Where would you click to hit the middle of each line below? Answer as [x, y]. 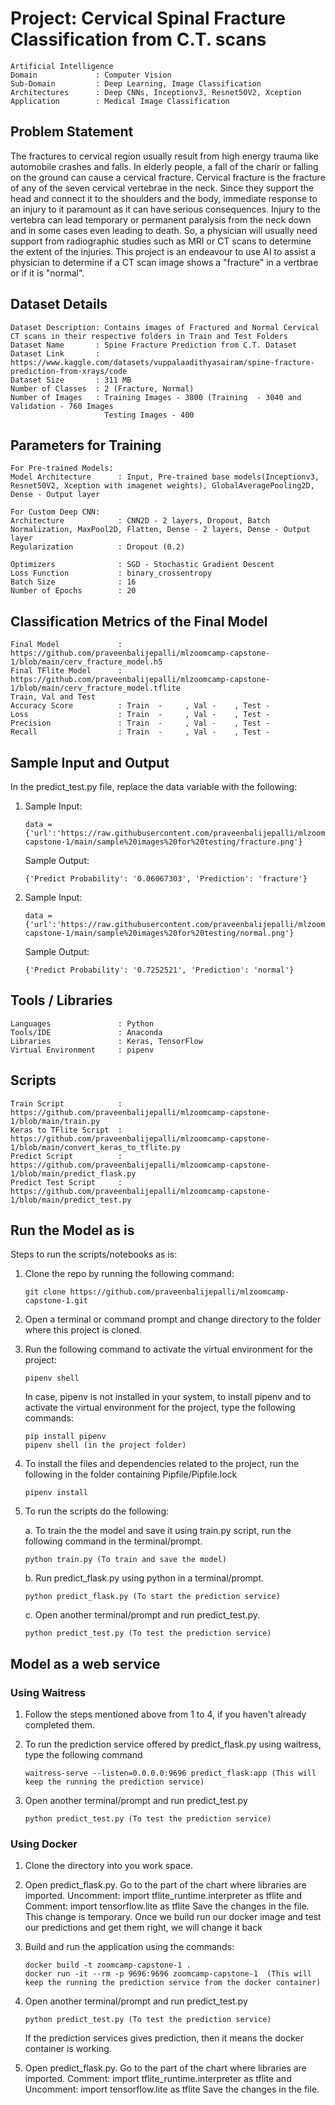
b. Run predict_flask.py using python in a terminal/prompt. [144, 1578]
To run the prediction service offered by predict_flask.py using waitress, [173, 1744]
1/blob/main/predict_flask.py [73, 1173]
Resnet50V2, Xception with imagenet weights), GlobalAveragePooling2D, [162, 486]
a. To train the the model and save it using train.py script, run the [158, 1531]
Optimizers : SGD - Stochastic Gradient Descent [142, 565]
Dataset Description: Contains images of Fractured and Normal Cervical [165, 327]
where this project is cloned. [83, 1330]
